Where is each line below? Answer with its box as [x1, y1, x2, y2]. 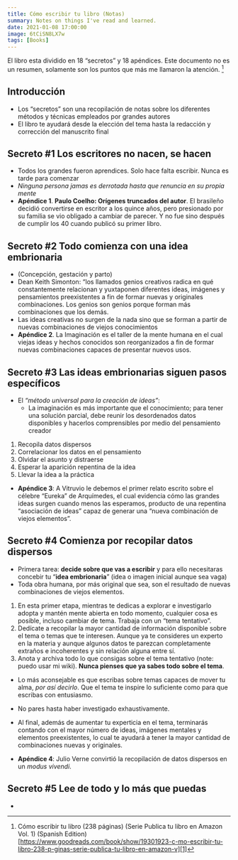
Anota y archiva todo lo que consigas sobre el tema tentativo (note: [17, 654, 214, 662]
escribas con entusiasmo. [17, 690, 93, 699]
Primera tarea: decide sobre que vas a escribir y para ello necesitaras [17, 564, 223, 573]
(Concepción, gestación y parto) [17, 270, 113, 279]
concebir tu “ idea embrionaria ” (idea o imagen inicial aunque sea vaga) [17, 572, 227, 581]
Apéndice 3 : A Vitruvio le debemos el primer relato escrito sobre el [17, 484, 214, 493]
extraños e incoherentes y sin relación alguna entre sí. [17, 646, 176, 655]
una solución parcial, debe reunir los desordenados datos [28, 412, 196, 420]
